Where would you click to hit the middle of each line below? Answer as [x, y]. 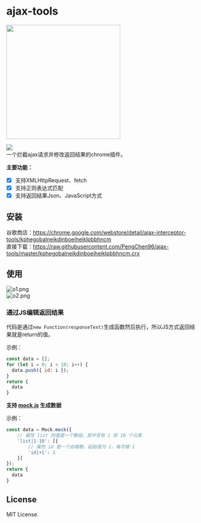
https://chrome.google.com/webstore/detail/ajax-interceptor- [110, 232]
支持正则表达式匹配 [39, 188]
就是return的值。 [32, 335]
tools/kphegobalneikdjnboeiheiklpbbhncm [59, 239]
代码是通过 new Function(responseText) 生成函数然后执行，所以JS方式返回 [98, 327]
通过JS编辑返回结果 [35, 312]
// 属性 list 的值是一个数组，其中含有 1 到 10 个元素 [80, 436]
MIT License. [22, 514]
